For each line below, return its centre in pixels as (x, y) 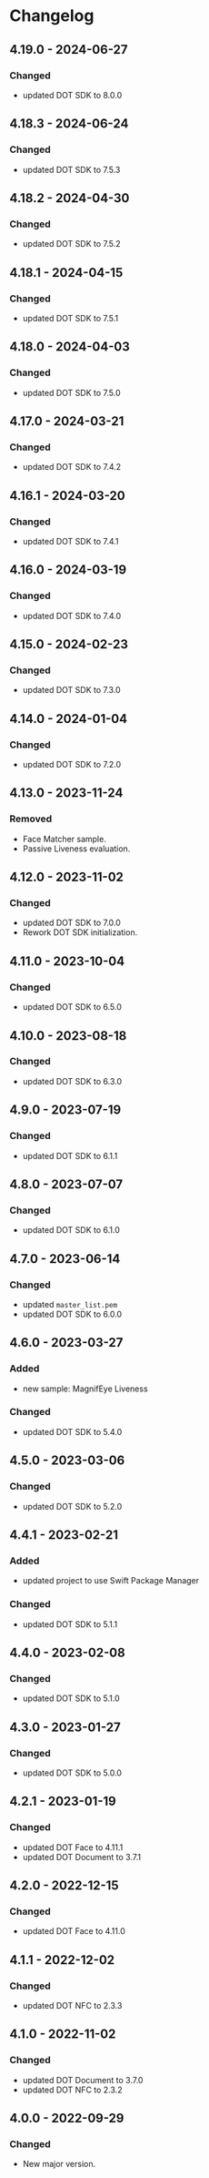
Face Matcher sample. (64, 839)
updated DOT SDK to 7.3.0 (71, 690)
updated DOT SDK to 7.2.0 (72, 765)
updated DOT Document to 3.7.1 (82, 1857)
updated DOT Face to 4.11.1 (73, 1847)
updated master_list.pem (70, 1304)
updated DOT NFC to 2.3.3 (72, 2005)
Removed (31, 819)
